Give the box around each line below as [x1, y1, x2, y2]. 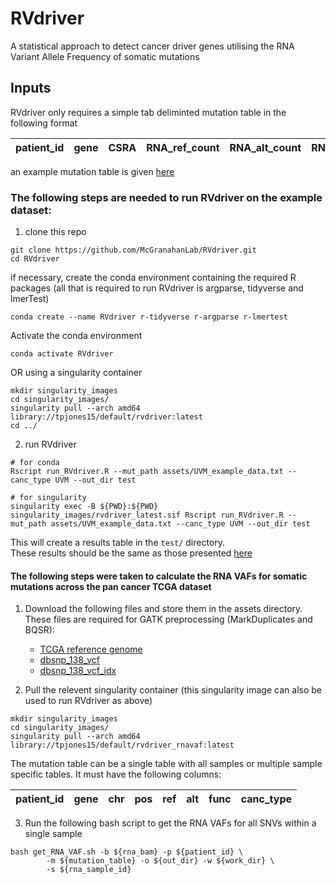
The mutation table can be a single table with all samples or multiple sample [10, 758, 323, 770]
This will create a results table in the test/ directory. [10, 537, 226, 549]
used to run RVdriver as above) [24, 695, 153, 707]
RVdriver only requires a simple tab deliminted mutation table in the [10, 106, 287, 118]
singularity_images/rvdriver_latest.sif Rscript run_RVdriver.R [10, 510, 284, 521]
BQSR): [24, 624, 55, 636]
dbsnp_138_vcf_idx [39, 665, 117, 677]
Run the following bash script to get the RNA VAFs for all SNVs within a [24, 817, 317, 829]
